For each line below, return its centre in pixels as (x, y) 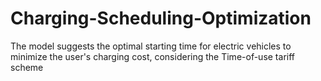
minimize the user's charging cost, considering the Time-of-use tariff (152, 56)
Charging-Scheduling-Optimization (161, 18)
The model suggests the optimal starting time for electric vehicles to (151, 46)
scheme (27, 67)
